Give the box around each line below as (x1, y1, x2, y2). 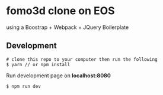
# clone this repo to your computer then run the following (6, 56, 158, 63)
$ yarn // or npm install (6, 61, 70, 67)
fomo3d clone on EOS (6, 4, 115, 18)
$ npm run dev (6, 83, 41, 89)
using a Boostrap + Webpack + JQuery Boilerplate (6, 24, 129, 31)
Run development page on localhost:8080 (6, 72, 111, 79)
